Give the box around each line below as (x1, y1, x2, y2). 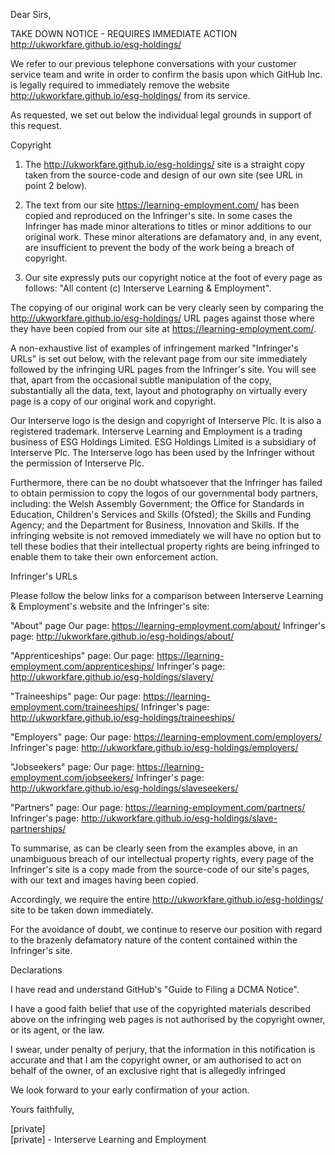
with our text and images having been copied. (10, 874, 199, 886)
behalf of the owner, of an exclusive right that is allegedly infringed (10, 1065, 286, 1076)
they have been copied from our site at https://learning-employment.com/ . (10, 323, 317, 334)
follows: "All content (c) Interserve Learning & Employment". (24, 282, 272, 294)
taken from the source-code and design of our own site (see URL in (24, 169, 303, 181)
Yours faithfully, (10, 1104, 75, 1115)
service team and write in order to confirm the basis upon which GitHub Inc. (10, 69, 323, 80)
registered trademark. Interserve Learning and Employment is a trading (10, 425, 303, 437)
